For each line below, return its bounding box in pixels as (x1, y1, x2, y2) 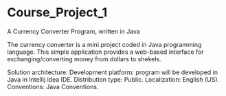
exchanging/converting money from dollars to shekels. (7, 54, 161, 63)
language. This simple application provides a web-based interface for (7, 48, 204, 56)
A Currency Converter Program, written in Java (7, 27, 141, 35)
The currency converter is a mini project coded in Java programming (7, 40, 202, 48)
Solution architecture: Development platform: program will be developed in (7, 68, 218, 76)
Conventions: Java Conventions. (7, 82, 99, 91)
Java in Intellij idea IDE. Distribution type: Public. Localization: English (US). (7, 75, 220, 83)
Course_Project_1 (7, 5, 108, 20)
